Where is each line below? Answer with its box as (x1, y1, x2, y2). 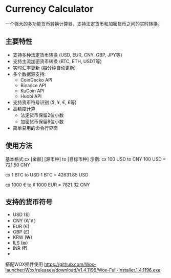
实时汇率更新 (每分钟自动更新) (12, 65, 76, 71)
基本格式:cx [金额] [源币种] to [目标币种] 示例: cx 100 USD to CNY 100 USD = (5, 156, 166, 162)
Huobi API (20, 93, 42, 99)
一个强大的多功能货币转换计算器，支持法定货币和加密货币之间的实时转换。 (5, 21, 162, 27)
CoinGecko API (20, 76, 53, 83)
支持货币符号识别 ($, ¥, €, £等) (12, 99, 77, 105)
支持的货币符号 (5, 197, 53, 206)
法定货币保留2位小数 (20, 112, 64, 118)
